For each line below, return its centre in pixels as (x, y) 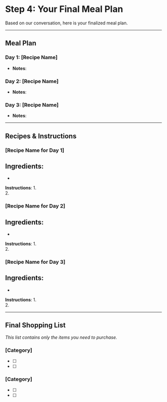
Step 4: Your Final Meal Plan (64, 9)
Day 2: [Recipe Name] (32, 81)
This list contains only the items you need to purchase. (61, 337)
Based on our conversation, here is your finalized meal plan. (67, 23)
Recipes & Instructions (41, 136)
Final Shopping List (36, 325)
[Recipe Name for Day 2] (35, 206)
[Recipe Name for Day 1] (35, 150)
